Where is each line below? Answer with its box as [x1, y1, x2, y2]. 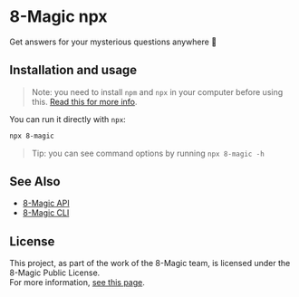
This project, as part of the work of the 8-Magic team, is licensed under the [9, 258, 291, 269]
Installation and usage [9, 62, 138, 78]
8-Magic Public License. [9, 267, 101, 278]
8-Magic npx [9, 6, 108, 27]
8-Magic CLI [22, 207, 70, 218]
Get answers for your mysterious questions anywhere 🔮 [9, 36, 217, 47]
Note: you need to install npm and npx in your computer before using [31, 86, 284, 97]
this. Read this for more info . [31, 96, 138, 107]
